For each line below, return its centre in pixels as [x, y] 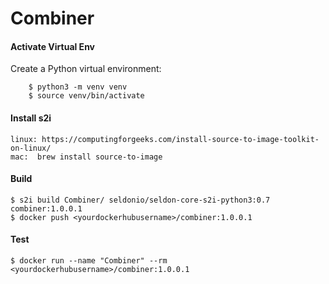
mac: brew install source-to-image [86, 157]
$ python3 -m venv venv [78, 87]
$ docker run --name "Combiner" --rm [89, 261]
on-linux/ [31, 148]
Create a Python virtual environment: [86, 69]
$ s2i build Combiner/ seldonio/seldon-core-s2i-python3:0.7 [140, 200]
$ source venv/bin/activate [86, 96]
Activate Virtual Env [52, 46]
